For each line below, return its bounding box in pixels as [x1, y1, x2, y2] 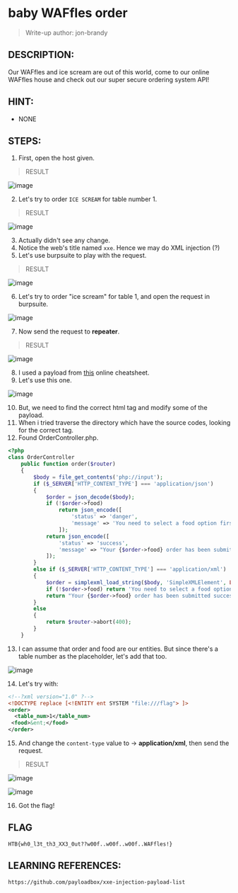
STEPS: [8, 135, 42, 147]
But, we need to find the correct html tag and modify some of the [18, 404, 208, 412]
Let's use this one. [18, 376, 73, 385]
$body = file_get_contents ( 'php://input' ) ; [33, 473, 163, 481]
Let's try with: [18, 679, 59, 688]
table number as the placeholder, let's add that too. [18, 652, 167, 660]
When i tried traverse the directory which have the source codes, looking [18, 419, 231, 427]
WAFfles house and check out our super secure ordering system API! [8, 75, 210, 84]
